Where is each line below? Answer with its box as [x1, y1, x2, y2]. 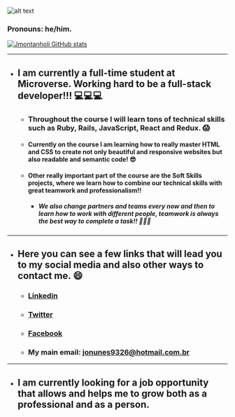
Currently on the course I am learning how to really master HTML [27, 140, 220, 149]
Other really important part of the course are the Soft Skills [27, 171, 203, 179]
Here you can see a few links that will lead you [17, 248, 222, 260]
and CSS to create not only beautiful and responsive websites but [27, 148, 222, 156]
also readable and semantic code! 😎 [27, 155, 136, 164]
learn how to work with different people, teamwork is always [38, 210, 219, 218]
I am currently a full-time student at [17, 67, 176, 78]
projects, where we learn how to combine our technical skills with [27, 179, 222, 187]
